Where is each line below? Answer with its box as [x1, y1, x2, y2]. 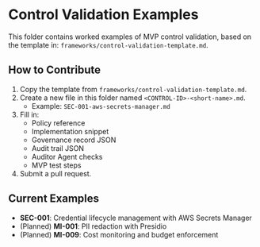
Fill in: [19, 110, 40, 119]
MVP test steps [31, 160, 82, 170]
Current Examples [8, 192, 100, 206]
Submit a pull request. [19, 168, 92, 178]
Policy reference [31, 118, 86, 128]
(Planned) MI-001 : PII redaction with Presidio [19, 221, 167, 231]
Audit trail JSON [31, 143, 85, 152]
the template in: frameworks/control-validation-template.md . [8, 40, 208, 49]
